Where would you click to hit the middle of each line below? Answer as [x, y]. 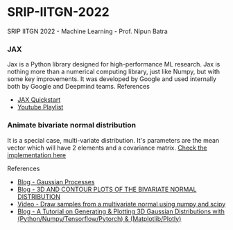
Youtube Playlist [40, 107]
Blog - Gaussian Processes [56, 182]
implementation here [37, 155]
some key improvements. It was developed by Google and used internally [112, 79]
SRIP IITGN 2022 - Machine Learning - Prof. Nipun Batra [87, 31]
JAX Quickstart [39, 100]
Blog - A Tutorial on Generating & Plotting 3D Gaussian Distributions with [121, 211]
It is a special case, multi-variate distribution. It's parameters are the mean [113, 140]
